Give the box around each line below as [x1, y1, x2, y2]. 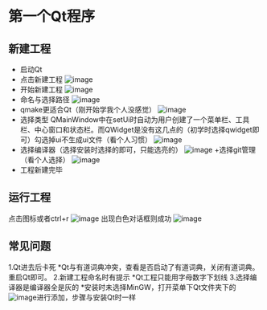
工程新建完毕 [19, 165, 63, 174]
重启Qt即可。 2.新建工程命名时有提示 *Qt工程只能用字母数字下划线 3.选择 [8, 272, 251, 282]
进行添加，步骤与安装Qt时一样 [36, 292, 137, 302]
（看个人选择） [19, 155, 70, 165]
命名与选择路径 [19, 95, 70, 104]
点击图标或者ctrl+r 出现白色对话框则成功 [8, 214, 172, 223]
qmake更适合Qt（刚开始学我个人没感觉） [19, 105, 157, 114]
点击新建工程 [19, 75, 63, 84]
